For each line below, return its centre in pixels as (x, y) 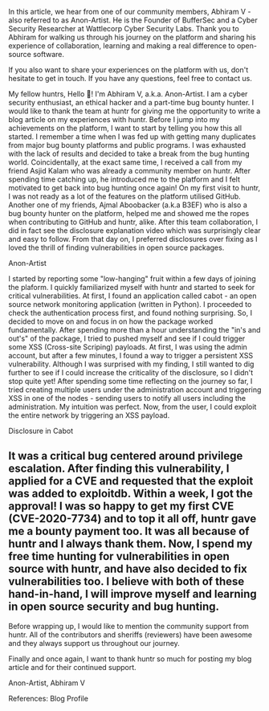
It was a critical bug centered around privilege (126, 456)
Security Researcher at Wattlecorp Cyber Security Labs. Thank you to (124, 29)
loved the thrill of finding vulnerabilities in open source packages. (116, 247)
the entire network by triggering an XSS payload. (89, 415)
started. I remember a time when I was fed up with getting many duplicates (132, 137)
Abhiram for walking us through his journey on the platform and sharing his (132, 37)
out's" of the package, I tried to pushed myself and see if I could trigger (127, 338)
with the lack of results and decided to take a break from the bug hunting (129, 153)
